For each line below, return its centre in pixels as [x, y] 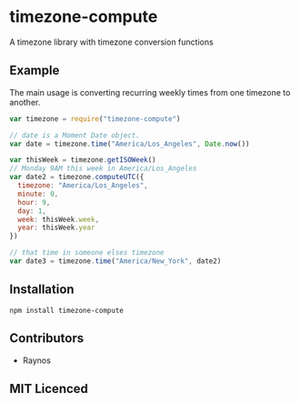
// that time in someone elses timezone [87, 253]
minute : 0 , [38, 194]
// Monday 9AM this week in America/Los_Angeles [103, 169]
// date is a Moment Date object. [75, 135]
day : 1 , [32, 211]
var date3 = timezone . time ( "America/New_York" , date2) [115, 261]
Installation [42, 290]
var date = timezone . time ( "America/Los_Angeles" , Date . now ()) [130, 144]
